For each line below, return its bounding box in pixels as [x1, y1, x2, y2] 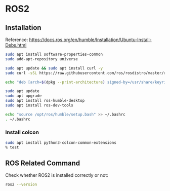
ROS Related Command [5, 159, 80, 168]
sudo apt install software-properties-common [5, 52, 103, 57]
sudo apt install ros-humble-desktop [5, 98, 85, 103]
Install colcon [5, 129, 39, 136]
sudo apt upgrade [5, 93, 42, 99]
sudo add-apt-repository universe [5, 56, 78, 61]
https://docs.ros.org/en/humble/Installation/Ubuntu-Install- [29, 36, 152, 43]
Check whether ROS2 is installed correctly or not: [5, 172, 109, 178]
